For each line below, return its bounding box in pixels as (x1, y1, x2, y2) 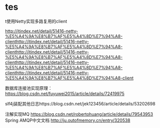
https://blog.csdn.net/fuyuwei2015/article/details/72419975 (5, 90, 125, 97)
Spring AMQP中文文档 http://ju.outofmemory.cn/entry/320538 (5, 117, 131, 123)
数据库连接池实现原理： (5, 85, 52, 91)
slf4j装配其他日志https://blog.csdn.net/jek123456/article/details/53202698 (5, 101, 156, 106)
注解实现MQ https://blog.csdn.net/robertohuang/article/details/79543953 (5, 111, 153, 117)
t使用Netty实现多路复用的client (5, 18, 68, 24)
